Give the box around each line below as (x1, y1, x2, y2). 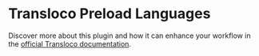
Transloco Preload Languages (8, 5, 211, 23)
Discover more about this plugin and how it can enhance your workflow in (8, 31, 251, 40)
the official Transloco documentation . (8, 39, 132, 48)
